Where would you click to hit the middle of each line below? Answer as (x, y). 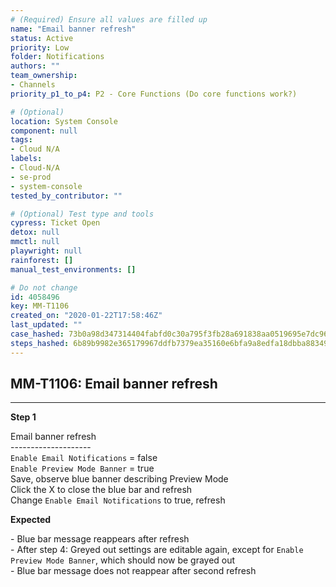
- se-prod (31, 177)
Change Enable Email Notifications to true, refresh (118, 500)
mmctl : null (35, 242)
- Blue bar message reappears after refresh (100, 539)
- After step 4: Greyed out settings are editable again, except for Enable (157, 550)
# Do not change (44, 287)
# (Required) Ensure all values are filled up (109, 19)
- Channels (33, 85)
